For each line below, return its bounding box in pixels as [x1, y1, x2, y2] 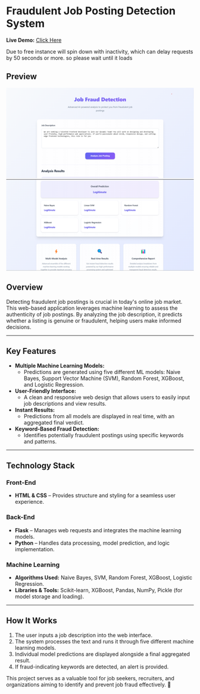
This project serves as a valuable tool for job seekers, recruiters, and [6, 674, 174, 682]
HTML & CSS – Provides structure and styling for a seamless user [14, 492, 176, 499]
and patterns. [23, 438, 57, 445]
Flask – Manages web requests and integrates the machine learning [14, 526, 182, 533]
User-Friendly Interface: [14, 387, 76, 394]
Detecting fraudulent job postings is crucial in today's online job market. [6, 298, 183, 305]
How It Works [6, 616, 58, 626]
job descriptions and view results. [23, 400, 107, 407]
